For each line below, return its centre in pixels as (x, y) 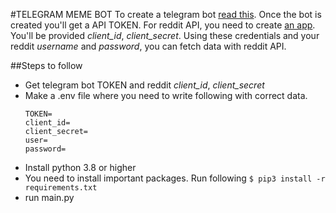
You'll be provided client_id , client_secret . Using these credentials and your (165, 35)
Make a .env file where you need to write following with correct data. (166, 95)
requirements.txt (61, 188)
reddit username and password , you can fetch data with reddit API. (148, 46)
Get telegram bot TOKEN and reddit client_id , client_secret (144, 85)
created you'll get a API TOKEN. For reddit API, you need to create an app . (163, 25)
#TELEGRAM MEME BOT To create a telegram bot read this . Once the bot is (166, 14)
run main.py (49, 197)
